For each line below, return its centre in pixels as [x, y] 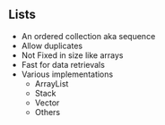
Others [47, 112]
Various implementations [67, 74]
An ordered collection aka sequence [88, 36]
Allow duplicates [52, 46]
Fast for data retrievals [63, 64]
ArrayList [52, 83]
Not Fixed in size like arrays [72, 55]
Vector [47, 103]
